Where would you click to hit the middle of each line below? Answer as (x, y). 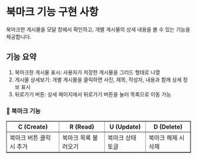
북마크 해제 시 (167, 138)
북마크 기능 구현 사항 (52, 12)
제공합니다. (19, 36)
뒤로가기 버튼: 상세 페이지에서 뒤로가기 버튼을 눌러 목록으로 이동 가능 (93, 94)
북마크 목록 (77, 138)
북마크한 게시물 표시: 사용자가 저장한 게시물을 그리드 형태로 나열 (87, 72)
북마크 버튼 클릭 (30, 138)
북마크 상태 (122, 138)
